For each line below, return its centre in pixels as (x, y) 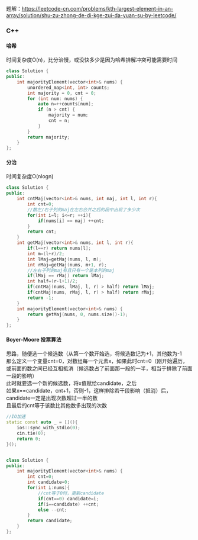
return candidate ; (50, 521)
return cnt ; (42, 232)
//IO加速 (16, 417)
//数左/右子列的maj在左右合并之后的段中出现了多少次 (84, 210)
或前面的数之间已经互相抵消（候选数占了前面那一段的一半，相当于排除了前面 (99, 368)
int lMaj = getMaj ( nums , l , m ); (64, 259)
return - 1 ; (41, 298)
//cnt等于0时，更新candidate (71, 493)
